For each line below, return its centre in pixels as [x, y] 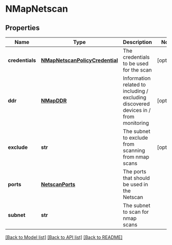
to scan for [136, 212]
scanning [134, 150]
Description [137, 42]
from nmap [136, 157]
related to [134, 85]
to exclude [135, 138]
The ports [135, 172]
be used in [135, 184]
